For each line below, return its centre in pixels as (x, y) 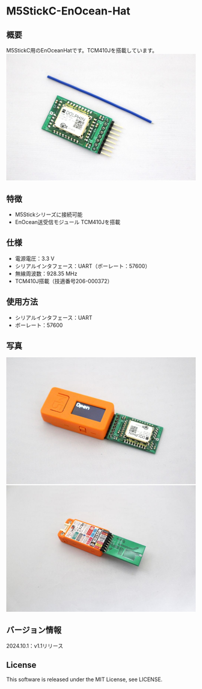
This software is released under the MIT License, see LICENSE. (84, 679)
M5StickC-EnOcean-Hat (68, 11)
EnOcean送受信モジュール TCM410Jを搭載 (68, 222)
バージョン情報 (34, 630)
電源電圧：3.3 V (35, 258)
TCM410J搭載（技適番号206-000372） (64, 281)
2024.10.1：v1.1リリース (35, 646)
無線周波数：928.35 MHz (46, 273)
